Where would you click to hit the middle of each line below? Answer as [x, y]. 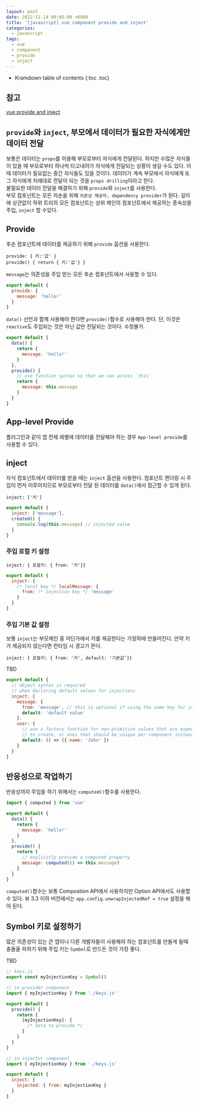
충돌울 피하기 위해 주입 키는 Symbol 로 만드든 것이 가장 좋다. [74, 949]
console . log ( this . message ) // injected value [74, 524]
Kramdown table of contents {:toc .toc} [62, 78]
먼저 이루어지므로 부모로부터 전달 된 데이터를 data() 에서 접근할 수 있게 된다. [104, 485]
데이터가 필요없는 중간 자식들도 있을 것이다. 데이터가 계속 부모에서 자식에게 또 [101, 173]
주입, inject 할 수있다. [32, 210]
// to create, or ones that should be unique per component [97, 735]
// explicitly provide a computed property [76, 857]
